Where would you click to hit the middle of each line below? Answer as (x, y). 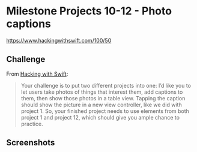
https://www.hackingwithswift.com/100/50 (59, 40)
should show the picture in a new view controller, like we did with (101, 105)
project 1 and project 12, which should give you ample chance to (100, 117)
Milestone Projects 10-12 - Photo (89, 11)
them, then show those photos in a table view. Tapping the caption (103, 98)
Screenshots (31, 143)
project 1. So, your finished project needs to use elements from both (105, 111)
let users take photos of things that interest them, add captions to (102, 92)
